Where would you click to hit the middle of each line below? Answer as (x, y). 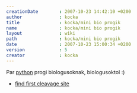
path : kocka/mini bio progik (63, 39)
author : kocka (42, 17)
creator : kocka (42, 55)
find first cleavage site (42, 84)
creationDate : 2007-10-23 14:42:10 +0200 (69, 11)
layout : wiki (41, 34)
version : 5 (37, 50)
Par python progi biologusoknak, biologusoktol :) (66, 72)
